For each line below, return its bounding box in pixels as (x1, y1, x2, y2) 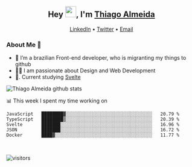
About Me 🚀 (6, 40, 42, 49)
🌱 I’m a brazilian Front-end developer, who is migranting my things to (14, 54, 187, 61)
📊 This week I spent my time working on (6, 97, 107, 104)
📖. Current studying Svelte (14, 74, 81, 81)
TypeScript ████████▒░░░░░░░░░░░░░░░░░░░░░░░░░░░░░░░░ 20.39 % (6, 116, 180, 122)
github (14, 61, 31, 68)
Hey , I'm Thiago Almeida (48, 10, 155, 20)
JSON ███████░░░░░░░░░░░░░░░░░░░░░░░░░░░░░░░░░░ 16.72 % (6, 127, 180, 133)
